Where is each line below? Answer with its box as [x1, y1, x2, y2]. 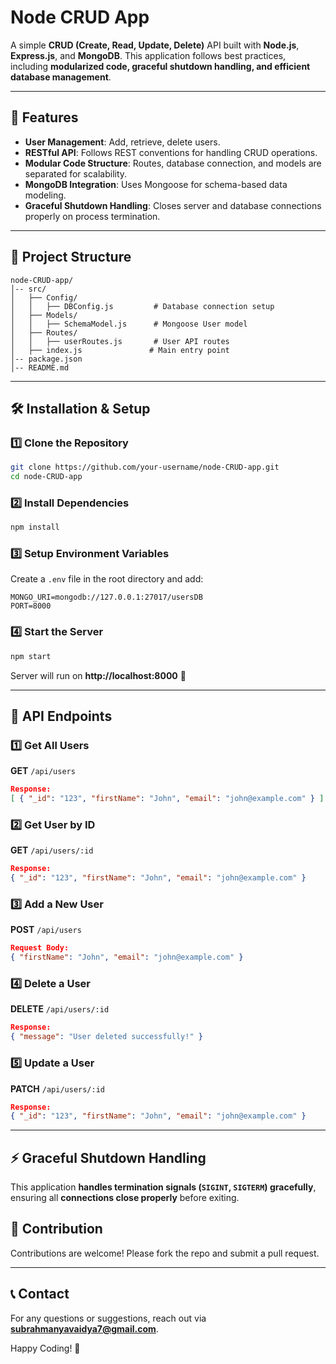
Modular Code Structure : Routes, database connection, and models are [24, 157, 322, 169]
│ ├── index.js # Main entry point [10, 345, 230, 355]
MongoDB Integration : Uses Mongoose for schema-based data [24, 178, 288, 190]
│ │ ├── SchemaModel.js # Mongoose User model [10, 319, 248, 329]
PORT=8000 [10, 601, 52, 611]
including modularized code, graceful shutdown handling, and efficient [10, 60, 311, 72]
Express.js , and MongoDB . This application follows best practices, [10, 49, 287, 61]
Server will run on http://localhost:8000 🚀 [10, 669, 187, 681]
